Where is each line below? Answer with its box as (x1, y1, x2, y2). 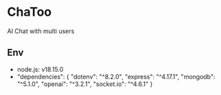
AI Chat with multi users (7, 27, 75, 35)
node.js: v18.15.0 (16, 65, 64, 73)
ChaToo (7, 4, 52, 20)
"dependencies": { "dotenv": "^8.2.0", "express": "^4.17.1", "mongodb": (16, 72, 216, 81)
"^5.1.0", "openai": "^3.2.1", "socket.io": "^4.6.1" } (16, 80, 153, 88)
